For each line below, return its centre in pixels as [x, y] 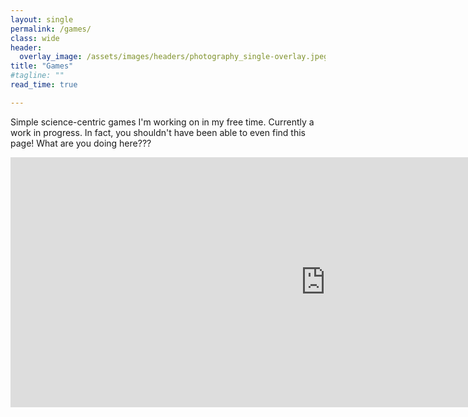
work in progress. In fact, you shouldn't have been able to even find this [158, 132]
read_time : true [44, 85]
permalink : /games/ [51, 29]
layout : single [42, 19]
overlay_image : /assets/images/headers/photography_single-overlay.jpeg [174, 57]
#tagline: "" [37, 76]
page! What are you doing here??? [81, 143]
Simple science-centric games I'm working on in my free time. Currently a [162, 122]
